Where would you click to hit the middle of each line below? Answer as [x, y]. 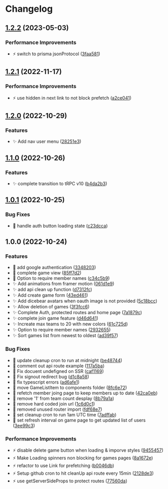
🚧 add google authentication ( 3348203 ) [54, 268]
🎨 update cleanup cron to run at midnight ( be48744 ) [67, 360]
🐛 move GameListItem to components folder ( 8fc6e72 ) [70, 387]
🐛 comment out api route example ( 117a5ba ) [59, 366]
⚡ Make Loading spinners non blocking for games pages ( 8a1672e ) [83, 458]
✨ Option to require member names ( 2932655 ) [62, 330]
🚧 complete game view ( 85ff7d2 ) [47, 273]
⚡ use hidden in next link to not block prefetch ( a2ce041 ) [72, 98]
